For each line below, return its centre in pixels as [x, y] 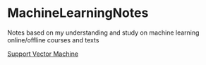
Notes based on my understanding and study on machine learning [103, 32]
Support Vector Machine [43, 54]
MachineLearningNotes [78, 13]
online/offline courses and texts [53, 40]
